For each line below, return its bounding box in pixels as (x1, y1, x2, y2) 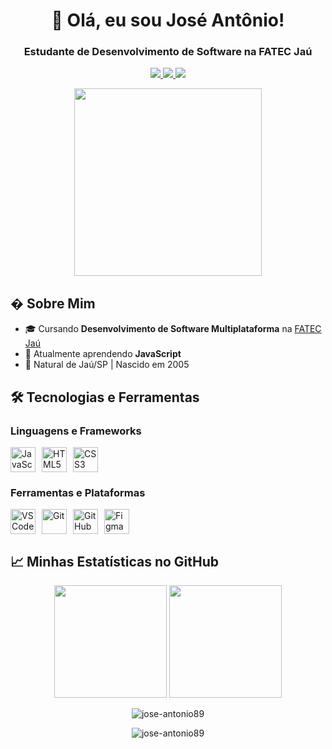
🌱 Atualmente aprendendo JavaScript (24, 348, 182, 360)
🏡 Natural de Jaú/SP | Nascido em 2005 (24, 359, 190, 371)
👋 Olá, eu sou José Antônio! (51, 9, 285, 32)
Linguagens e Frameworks (10, 424, 142, 438)
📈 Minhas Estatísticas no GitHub (10, 553, 220, 570)
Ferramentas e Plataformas (10, 485, 146, 499)
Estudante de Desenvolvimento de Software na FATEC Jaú (23, 45, 313, 59)
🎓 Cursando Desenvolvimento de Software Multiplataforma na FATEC (24, 323, 322, 335)
